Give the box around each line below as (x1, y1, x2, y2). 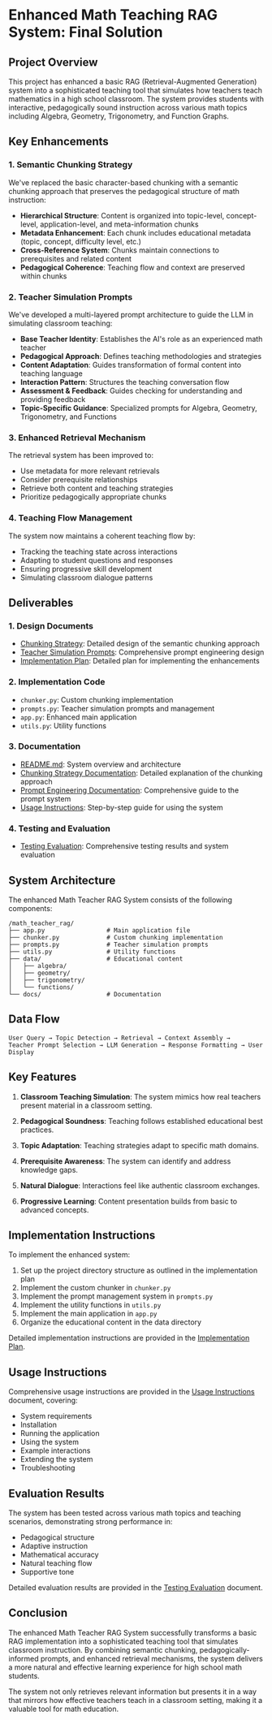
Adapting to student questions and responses (19, 555, 173, 565)
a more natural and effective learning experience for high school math (8, 1662, 242, 1672)
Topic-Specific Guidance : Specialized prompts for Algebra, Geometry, (19, 403, 257, 413)
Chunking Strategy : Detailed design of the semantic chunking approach (19, 639, 260, 649)
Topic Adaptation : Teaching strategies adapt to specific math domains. (19, 1140, 260, 1150)
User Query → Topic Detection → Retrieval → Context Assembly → (8, 1034, 231, 1042)
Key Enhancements (8, 135, 110, 149)
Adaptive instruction (19, 1541, 88, 1551)
